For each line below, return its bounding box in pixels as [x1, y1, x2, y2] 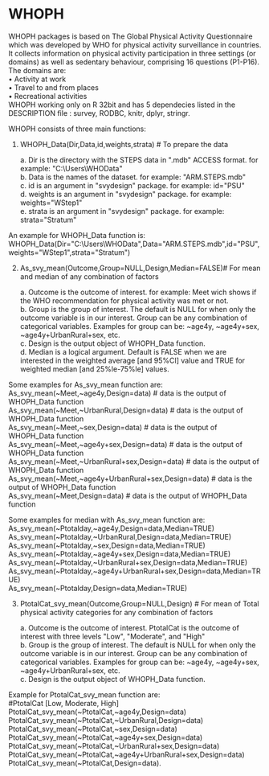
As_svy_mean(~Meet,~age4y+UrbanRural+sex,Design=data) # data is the [8, 474, 253, 483]
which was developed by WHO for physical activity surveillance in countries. [8, 39, 262, 49]
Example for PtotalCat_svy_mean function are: [8, 689, 161, 700]
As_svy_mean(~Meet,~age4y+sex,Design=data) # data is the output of [8, 439, 243, 449]
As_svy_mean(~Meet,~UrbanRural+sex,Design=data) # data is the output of [8, 456, 259, 466]
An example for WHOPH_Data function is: [8, 230, 146, 240]
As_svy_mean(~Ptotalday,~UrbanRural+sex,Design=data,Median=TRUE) [8, 557, 248, 567]
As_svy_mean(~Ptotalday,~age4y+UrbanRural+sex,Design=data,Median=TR [8, 566, 261, 576]
